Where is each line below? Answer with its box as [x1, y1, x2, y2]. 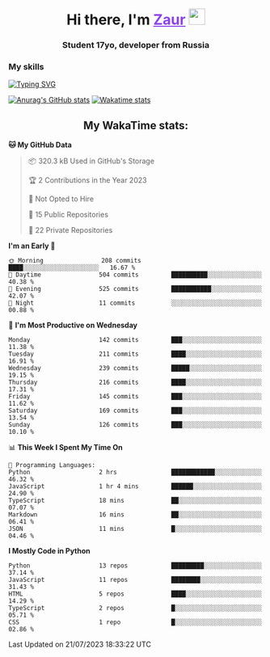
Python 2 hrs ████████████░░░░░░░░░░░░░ [8, 469, 263, 477]
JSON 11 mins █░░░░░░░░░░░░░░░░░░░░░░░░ [8, 525, 263, 533]
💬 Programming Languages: [8, 461, 95, 470]
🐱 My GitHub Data [8, 140, 73, 150]
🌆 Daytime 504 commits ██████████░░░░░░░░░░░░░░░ [8, 271, 263, 279]
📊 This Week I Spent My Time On [8, 443, 123, 453]
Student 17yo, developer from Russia [61, 40, 210, 51]
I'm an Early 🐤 [8, 241, 56, 251]
